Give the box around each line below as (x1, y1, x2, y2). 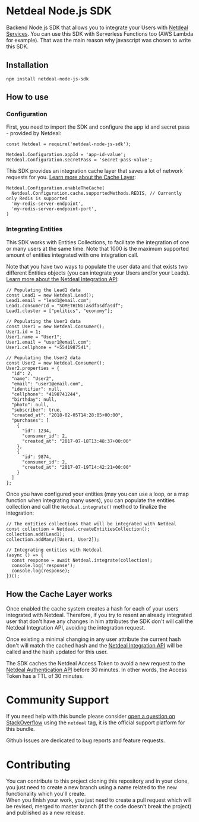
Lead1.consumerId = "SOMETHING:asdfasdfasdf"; (6, 303, 124, 309)
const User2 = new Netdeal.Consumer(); (6, 360, 105, 366)
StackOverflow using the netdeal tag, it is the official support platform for (6, 719, 185, 726)
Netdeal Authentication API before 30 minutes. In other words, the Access (6, 666, 187, 673)
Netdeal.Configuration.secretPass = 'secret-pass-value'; (6, 157, 153, 163)
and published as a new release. (6, 809, 86, 817)
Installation (6, 60, 49, 70)
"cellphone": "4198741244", (11, 391, 81, 397)
